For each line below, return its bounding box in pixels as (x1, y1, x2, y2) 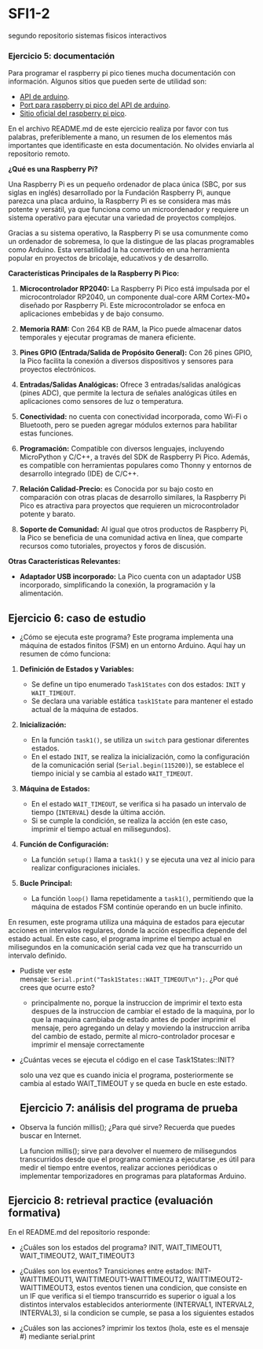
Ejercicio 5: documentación (8, 50, 115, 61)
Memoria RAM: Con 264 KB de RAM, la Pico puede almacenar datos (19, 324, 242, 334)
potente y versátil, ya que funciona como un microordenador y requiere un (8, 205, 250, 214)
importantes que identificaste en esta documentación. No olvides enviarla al (8, 141, 254, 150)
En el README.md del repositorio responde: (8, 1227, 151, 1236)
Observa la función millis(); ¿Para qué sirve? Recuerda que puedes (19, 1122, 236, 1132)
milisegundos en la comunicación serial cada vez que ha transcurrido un (8, 943, 243, 952)
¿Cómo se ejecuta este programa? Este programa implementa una (19, 632, 234, 642)
